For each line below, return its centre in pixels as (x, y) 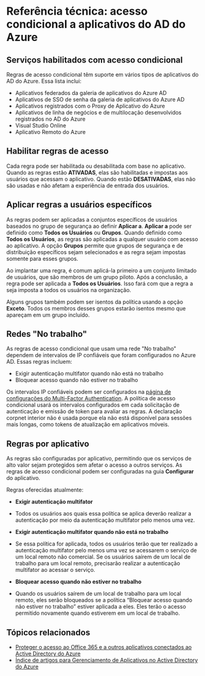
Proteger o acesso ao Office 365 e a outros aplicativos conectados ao (103, 647)
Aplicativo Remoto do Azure (50, 132)
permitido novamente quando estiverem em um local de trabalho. (98, 613)
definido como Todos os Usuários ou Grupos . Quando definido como (94, 232)
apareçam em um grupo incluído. (48, 315)
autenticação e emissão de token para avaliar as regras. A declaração (94, 411)
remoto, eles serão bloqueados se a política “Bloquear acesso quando (104, 600)
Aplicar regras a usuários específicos (79, 205)
